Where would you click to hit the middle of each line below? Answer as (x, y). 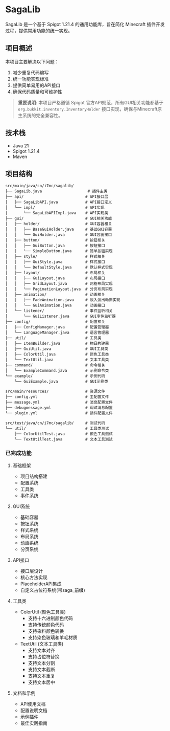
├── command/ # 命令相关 (55, 365)
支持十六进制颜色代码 (50, 618)
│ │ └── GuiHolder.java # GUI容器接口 (59, 235)
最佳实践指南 (34, 723)
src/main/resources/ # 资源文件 (55, 392)
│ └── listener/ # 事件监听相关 (59, 311)
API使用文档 (33, 704)
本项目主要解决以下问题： (32, 61)
